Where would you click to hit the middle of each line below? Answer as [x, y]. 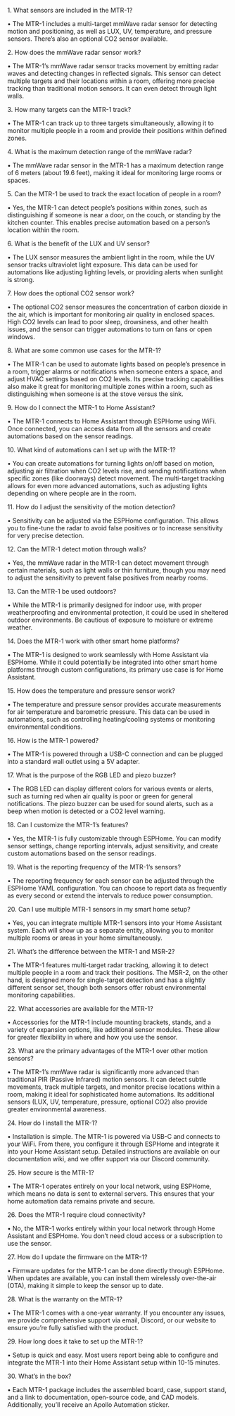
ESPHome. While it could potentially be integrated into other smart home [112, 662]
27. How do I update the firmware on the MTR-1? [77, 1257]
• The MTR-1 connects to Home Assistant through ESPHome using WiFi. [112, 421]
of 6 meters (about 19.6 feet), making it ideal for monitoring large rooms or [115, 173]
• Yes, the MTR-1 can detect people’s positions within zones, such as [107, 208]
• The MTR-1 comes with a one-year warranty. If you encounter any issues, [117, 1313]
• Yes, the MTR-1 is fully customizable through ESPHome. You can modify [114, 838]
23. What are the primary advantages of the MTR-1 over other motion [108, 1051]
